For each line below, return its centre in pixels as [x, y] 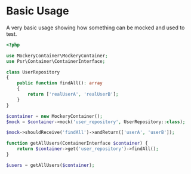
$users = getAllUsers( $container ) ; [50, 165]
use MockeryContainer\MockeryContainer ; [57, 56]
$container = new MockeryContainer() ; [54, 116]
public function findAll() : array [60, 83]
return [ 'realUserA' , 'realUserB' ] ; [73, 94]
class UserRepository [33, 72]
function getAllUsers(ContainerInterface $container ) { [77, 144]
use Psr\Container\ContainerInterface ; [56, 61]
